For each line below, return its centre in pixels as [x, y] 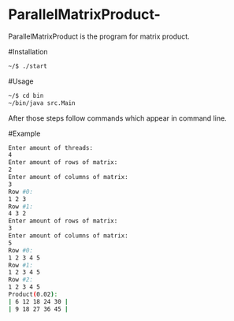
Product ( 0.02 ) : [33, 295]
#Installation [28, 51]
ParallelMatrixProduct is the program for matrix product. [99, 36]
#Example [24, 133]
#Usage [21, 81]
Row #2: [21, 280]
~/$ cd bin [26, 95]
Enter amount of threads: [50, 147]
